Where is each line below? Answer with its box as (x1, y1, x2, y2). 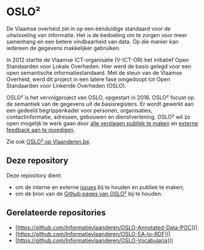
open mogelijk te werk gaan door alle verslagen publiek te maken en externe (6, 119, 199, 127)
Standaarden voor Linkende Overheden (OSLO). (6, 82, 127, 89)
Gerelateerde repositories (6, 207, 107, 218)
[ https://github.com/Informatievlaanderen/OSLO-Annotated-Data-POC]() (15, 224, 198, 231)
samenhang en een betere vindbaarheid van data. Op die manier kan (6, 38, 178, 45)
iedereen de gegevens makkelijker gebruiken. (6, 44, 121, 52)
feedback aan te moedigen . (6, 126, 76, 133)
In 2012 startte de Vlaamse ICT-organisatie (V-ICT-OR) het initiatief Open (6, 56, 189, 63)
